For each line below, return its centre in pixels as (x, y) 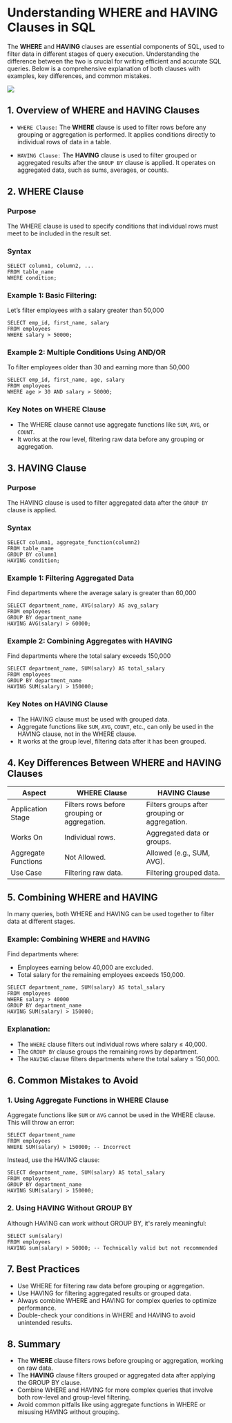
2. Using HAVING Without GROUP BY (70, 1208)
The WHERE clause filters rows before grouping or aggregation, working (120, 1361)
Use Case (27, 873)
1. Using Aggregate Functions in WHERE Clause (88, 1101)
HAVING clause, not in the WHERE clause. (77, 734)
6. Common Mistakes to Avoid (73, 1081)
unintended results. (45, 1322)
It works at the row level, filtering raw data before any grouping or (110, 439)
